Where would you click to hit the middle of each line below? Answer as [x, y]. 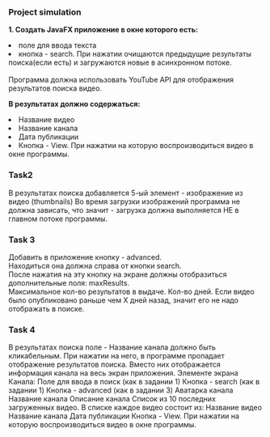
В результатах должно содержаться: [74, 104]
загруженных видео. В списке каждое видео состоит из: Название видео [135, 408]
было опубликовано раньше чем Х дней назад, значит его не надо [123, 300]
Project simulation [45, 12]
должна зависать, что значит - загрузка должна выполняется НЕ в [124, 210]
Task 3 [22, 240]
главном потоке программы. [58, 218]
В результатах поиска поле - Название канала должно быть [112, 347]
